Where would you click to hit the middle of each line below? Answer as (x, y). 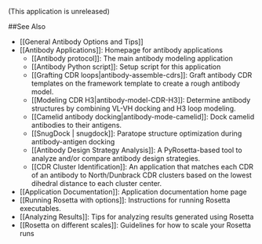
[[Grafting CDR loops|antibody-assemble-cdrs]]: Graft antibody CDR (142, 75)
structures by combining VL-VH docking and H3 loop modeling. (134, 108)
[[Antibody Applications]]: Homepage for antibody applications (121, 50)
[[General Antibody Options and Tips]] (81, 42)
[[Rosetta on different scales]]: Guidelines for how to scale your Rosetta (135, 225)
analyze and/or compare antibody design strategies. (116, 158)
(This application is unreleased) (59, 11)
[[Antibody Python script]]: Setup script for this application (126, 67)
